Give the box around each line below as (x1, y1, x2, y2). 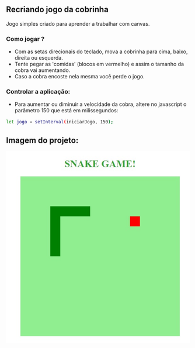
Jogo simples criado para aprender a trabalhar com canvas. (6, 20, 150, 27)
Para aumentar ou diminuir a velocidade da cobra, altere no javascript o (14, 101, 187, 108)
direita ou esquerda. (14, 54, 63, 61)
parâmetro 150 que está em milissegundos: (14, 107, 119, 114)
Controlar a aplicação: (6, 88, 71, 96)
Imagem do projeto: (6, 135, 79, 145)
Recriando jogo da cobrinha (6, 5, 109, 15)
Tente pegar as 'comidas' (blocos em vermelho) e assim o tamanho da (14, 61, 184, 68)
